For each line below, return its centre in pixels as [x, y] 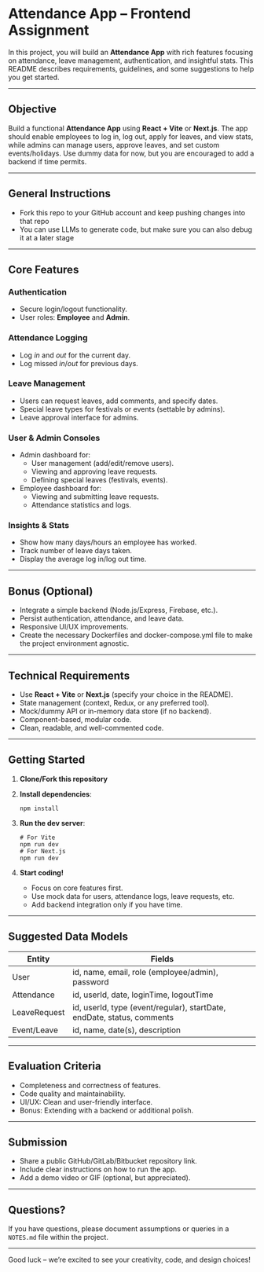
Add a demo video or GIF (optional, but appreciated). [105, 1178]
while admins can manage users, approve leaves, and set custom [114, 145]
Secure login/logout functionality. [73, 309]
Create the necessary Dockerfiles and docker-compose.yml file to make [136, 635]
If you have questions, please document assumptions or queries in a [119, 1229]
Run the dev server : [52, 823]
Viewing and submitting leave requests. [95, 497]
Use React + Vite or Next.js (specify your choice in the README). [126, 695]
